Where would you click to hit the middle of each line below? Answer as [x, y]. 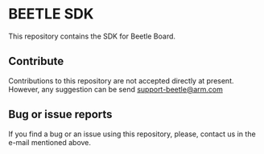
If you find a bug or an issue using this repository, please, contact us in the [132, 134]
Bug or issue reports [60, 114]
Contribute [36, 61]
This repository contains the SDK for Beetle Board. [92, 36]
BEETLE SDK [51, 14]
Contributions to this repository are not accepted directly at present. [121, 80]
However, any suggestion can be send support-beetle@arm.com [115, 89]
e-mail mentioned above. [49, 142]
